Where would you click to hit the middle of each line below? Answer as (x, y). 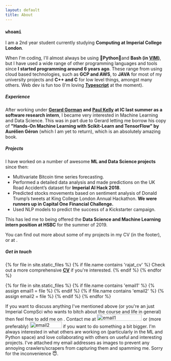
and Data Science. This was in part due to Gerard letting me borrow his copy (86, 120)
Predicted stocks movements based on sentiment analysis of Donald (85, 193)
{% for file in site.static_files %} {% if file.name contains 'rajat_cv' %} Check (85, 264)
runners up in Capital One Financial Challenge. (63, 204)
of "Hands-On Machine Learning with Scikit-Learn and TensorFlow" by (82, 126)
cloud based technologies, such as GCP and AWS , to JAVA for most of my (84, 74)
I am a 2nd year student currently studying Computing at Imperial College (83, 42)
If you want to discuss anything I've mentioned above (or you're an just (80, 306)
